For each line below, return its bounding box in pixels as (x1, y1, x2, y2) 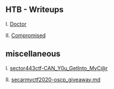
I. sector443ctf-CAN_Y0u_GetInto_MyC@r (5, 64, 108, 71)
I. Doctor (5, 20, 27, 27)
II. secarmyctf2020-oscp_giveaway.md (5, 76, 101, 83)
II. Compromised (5, 32, 46, 39)
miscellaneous (5, 49, 61, 59)
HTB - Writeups (5, 5, 64, 15)
